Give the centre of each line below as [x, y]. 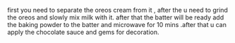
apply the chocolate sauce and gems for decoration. [83, 32]
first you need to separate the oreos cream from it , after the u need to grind [117, 10]
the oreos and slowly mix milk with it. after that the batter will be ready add [116, 17]
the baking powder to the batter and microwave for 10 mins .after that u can [117, 25]
